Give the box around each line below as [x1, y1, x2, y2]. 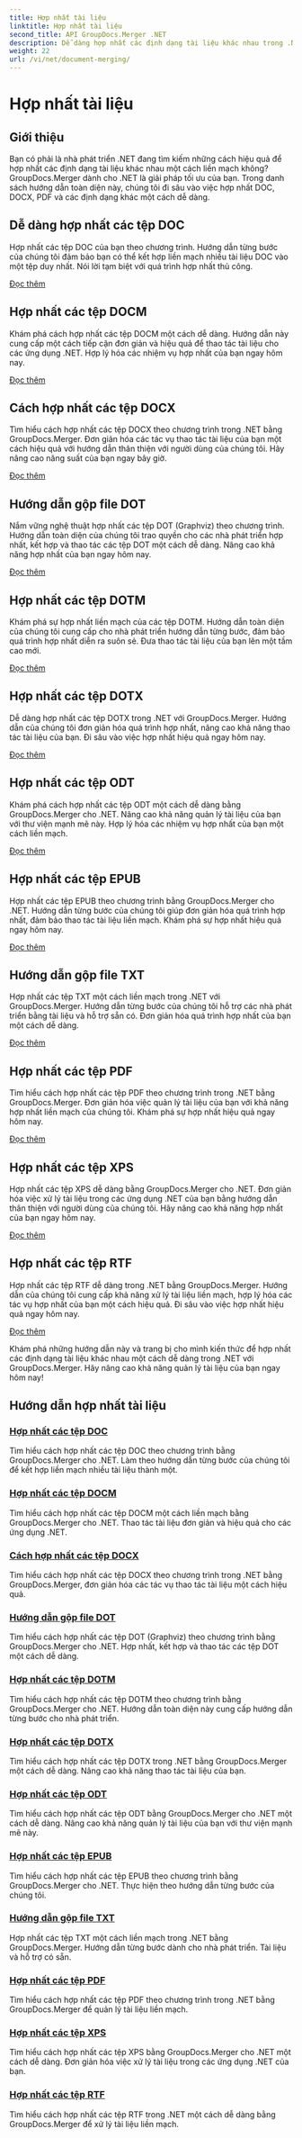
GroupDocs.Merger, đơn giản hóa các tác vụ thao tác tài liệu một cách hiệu [9, 1579, 288, 1590]
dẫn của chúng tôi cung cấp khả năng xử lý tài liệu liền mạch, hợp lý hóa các [9, 1289, 293, 1300]
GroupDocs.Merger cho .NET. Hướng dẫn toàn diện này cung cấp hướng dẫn [9, 1703, 293, 1714]
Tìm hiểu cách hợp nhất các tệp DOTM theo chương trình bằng [9, 1693, 242, 1704]
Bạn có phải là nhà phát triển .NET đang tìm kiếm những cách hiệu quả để [9, 154, 282, 164]
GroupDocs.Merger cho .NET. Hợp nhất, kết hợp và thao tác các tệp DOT [9, 1641, 280, 1652]
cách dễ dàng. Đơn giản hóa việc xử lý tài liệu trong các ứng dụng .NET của [9, 2056, 289, 2067]
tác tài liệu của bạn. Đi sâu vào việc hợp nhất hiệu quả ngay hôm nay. [9, 731, 266, 743]
